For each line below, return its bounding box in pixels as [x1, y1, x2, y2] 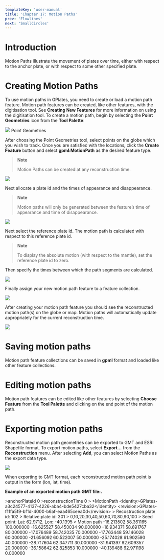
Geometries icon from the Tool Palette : [5, 118, 85, 123]
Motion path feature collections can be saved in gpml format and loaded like [5, 357, 159, 363]
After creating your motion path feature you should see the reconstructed [5, 304, 153, 310]
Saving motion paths [5, 341, 91, 352]
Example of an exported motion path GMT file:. [5, 488, 102, 494]
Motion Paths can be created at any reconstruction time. [17, 167, 131, 172]
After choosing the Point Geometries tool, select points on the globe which [5, 137, 156, 143]
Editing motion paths [5, 380, 92, 391]
